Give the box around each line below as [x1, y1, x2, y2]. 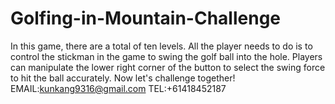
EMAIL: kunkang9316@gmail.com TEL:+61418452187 [10, 82, 227, 94]
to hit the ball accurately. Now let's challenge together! [10, 72, 236, 84]
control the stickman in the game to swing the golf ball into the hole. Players [10, 50, 323, 62]
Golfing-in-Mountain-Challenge [10, 7, 282, 30]
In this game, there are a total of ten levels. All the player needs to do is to [10, 40, 313, 52]
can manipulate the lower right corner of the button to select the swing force [10, 61, 326, 73]
